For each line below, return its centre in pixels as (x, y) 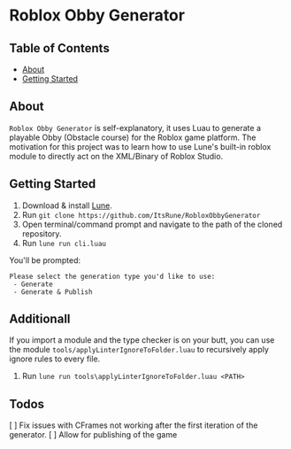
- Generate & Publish (53, 292)
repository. (42, 233)
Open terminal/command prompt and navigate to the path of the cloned (152, 224)
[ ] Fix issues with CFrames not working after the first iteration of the (134, 425)
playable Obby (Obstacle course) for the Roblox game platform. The (133, 137)
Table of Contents (60, 48)
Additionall (40, 319)
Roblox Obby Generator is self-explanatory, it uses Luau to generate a (135, 128)
